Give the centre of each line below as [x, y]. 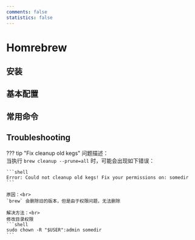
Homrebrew [37, 48]
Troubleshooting [39, 138]
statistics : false [29, 18]
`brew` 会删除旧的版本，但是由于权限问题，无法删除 [63, 201]
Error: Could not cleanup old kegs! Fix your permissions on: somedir [97, 177]
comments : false [27, 12]
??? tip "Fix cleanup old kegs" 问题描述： [57, 153]
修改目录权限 [20, 219]
